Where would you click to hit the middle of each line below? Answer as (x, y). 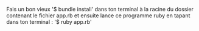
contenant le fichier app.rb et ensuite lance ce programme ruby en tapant (98, 15)
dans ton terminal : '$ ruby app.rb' (49, 22)
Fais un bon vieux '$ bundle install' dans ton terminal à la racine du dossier (100, 9)
